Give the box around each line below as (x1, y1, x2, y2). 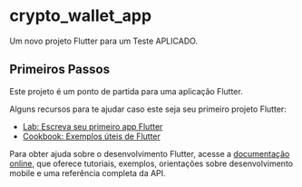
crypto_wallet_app (9, 5, 152, 26)
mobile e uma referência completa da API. (9, 167, 166, 178)
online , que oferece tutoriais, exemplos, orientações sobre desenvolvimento (9, 158, 293, 169)
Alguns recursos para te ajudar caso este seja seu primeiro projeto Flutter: (9, 103, 287, 114)
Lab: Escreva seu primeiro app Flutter (22, 121, 163, 132)
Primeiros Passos (9, 62, 111, 77)
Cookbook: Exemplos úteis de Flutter (22, 131, 161, 142)
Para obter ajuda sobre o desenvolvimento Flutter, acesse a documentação (9, 148, 290, 159)
